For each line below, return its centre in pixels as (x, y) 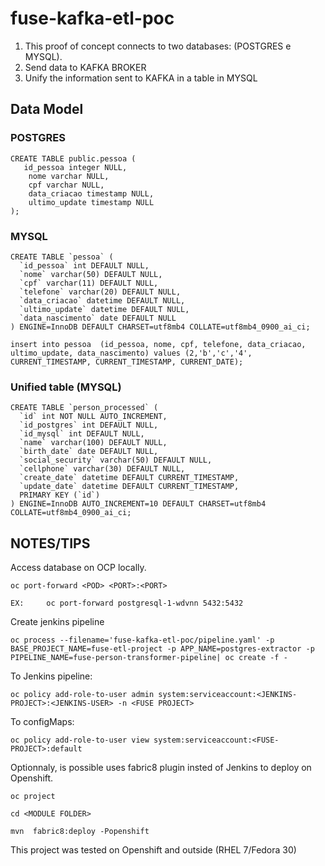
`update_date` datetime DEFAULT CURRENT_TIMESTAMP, (129, 487)
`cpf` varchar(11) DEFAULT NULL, (89, 283)
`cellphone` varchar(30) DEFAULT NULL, (102, 469)
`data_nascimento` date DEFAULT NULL (98, 318)
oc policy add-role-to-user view (80, 740)
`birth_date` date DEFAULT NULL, (89, 452)
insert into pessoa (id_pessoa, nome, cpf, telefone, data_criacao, (158, 344)
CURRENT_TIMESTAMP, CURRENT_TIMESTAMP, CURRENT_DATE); (127, 362)
